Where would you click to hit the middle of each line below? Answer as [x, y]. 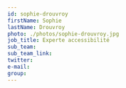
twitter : [20, 60]
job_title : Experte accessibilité [59, 40]
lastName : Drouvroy [36, 27]
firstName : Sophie [35, 21]
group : [17, 73]
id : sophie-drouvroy [38, 14]
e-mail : [19, 67]
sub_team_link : [30, 54]
